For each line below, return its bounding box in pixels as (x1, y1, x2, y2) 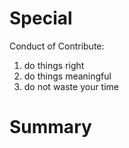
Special (9, 7, 73, 30)
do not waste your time (23, 80, 120, 92)
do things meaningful (23, 70, 112, 82)
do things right (23, 59, 85, 71)
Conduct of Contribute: (9, 40, 105, 52)
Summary (9, 116, 92, 139)
